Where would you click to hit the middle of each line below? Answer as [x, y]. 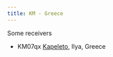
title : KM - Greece [35, 13]
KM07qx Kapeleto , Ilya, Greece [61, 46]
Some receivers [29, 33]
